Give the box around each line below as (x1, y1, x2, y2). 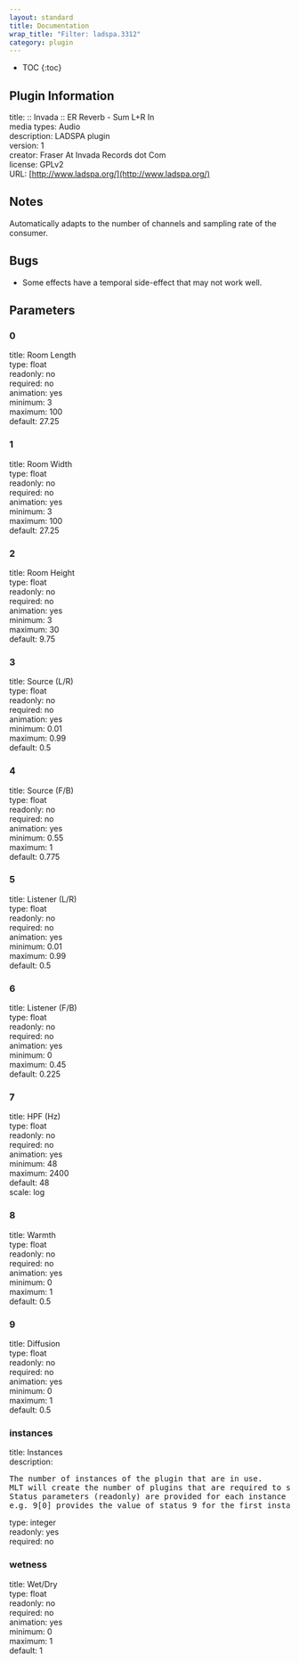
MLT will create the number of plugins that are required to (9, 1483, 282, 1493)
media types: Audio (9, 121, 81, 132)
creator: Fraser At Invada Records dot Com (9, 150, 166, 160)
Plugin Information (9, 88, 115, 103)
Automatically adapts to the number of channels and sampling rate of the (9, 217, 278, 228)
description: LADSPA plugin (9, 131, 110, 142)
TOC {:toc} (21, 62, 62, 73)
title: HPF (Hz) (9, 1111, 61, 1122)
